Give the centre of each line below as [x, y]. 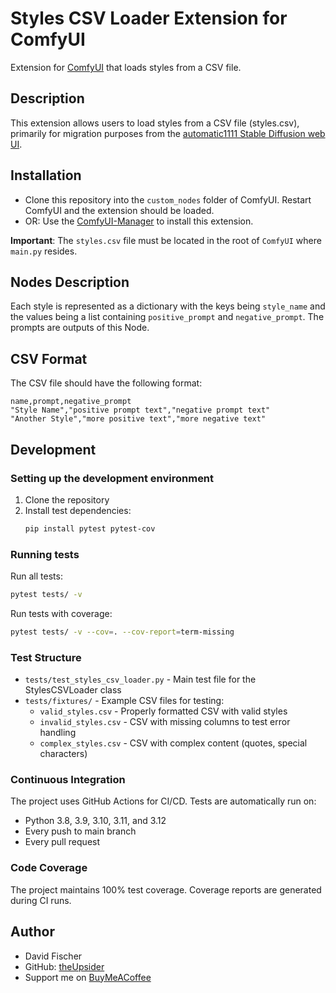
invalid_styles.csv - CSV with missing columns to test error [165, 722]
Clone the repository [67, 499]
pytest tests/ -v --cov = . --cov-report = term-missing [122, 632]
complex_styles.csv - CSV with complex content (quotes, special [173, 743]
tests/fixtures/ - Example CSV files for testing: [124, 701]
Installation [46, 175]
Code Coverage [49, 868]
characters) [63, 754]
